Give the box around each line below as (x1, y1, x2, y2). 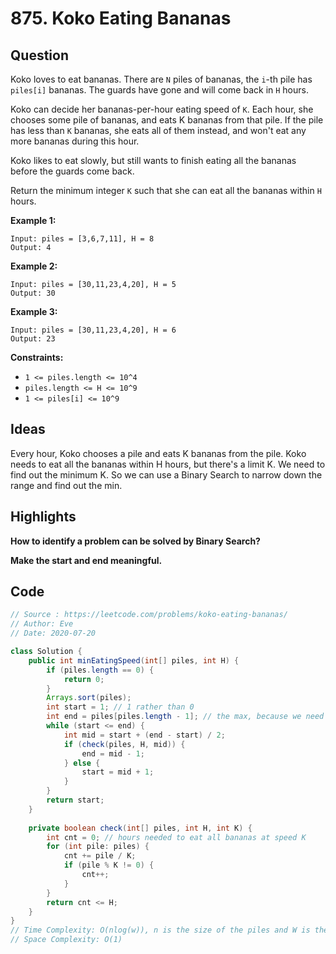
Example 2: (10, 260, 58, 272)
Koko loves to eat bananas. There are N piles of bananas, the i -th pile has (10, 73, 313, 85)
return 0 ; (63, 674, 105, 684)
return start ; (46, 795, 105, 806)
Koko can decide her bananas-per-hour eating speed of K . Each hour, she (10, 103, 314, 115)
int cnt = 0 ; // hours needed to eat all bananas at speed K (46, 832, 307, 842)
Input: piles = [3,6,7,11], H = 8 (10, 234, 155, 244)
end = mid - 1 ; (81, 748, 145, 759)
